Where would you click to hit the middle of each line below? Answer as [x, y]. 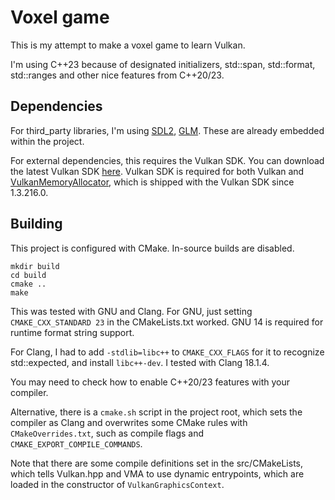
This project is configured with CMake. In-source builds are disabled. [152, 248]
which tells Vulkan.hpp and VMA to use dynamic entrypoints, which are [157, 473]
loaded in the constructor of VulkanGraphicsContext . [117, 484]
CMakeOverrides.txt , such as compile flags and [107, 433]
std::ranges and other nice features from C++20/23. [117, 75]
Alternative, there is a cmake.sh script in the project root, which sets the [156, 412]
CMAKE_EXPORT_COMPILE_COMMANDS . [76, 443]
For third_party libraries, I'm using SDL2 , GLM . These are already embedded [167, 130]
